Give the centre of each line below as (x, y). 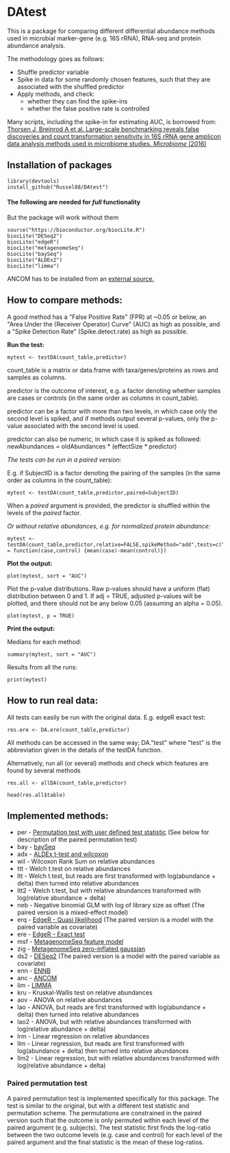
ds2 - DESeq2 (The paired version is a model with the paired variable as (118, 956)
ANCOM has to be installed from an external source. (81, 278)
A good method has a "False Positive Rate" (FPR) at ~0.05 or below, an (107, 317)
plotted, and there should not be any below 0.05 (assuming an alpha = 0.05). (115, 603)
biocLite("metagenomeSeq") (46, 248)
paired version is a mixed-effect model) (73, 912)
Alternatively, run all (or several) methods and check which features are (108, 763)
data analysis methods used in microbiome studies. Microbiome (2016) (107, 143)
